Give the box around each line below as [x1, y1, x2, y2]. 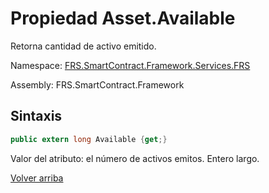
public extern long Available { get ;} [10, 134, 168, 144]
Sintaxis [10, 108, 63, 125]
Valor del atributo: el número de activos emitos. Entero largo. [10, 152, 260, 164]
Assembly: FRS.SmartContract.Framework [10, 78, 185, 91]
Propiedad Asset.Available [10, 7, 236, 30]
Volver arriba [10, 172, 64, 184]
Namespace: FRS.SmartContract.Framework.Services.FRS [10, 59, 251, 71]
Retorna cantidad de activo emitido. [10, 40, 157, 52]
